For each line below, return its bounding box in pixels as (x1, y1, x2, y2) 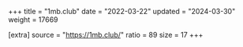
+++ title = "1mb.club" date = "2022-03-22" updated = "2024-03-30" (8, 7, 236, 16)
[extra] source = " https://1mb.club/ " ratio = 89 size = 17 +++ (8, 31, 204, 39)
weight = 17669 (8, 15, 58, 24)
